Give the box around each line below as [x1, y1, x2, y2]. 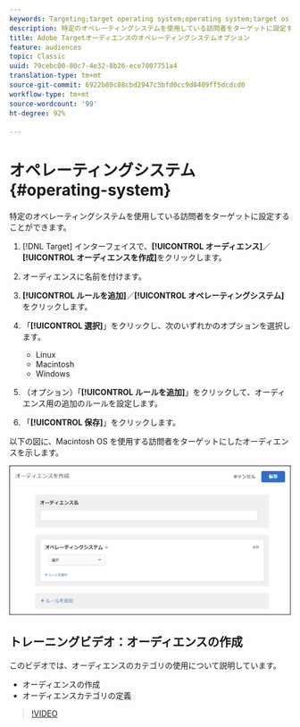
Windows [35, 368, 71, 379]
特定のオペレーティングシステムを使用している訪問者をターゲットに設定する [9, 211, 290, 222]
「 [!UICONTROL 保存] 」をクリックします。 [21, 417, 181, 428]
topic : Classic [9, 52, 66, 62]
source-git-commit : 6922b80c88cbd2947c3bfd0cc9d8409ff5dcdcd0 [9, 80, 246, 89]
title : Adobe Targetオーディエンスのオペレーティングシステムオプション [9, 33, 251, 42]
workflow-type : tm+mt [9, 89, 90, 98]
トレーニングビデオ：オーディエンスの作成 [9, 635, 244, 650]
